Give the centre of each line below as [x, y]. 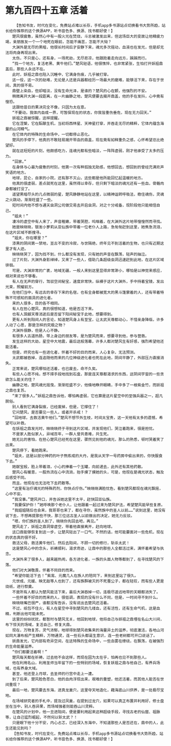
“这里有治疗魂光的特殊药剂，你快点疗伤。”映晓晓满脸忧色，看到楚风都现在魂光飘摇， [88, 488]
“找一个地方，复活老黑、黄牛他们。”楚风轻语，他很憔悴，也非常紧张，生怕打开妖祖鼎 [88, 64]
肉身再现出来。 [26, 53]
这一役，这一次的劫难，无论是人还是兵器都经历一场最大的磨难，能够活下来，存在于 [86, 80]
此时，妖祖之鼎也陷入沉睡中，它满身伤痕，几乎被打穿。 [62, 74]
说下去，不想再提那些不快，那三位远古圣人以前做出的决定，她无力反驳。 [70, 516]
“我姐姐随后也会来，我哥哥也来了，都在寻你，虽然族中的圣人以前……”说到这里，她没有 [89, 510]
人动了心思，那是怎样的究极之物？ [36, 325]
